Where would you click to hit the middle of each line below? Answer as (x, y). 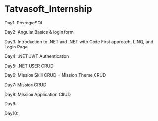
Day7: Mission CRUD (26, 85)
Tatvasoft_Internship (48, 9)
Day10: (12, 113)
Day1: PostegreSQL (24, 23)
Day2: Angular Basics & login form (39, 32)
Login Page (16, 47)
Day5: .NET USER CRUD (29, 66)
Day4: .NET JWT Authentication (37, 56)
